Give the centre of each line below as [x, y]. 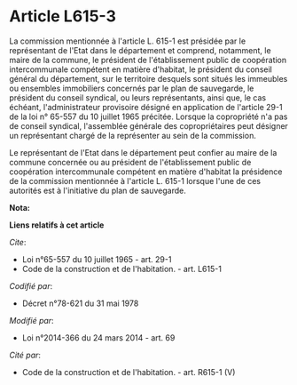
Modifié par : [32, 320]
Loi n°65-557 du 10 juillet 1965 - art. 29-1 [97, 259]
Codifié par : [31, 285]
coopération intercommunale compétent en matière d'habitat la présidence [146, 172]
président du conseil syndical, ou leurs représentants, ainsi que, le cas [138, 97]
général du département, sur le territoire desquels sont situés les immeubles [148, 78]
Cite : [18, 242]
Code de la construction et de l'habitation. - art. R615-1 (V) [129, 372]
